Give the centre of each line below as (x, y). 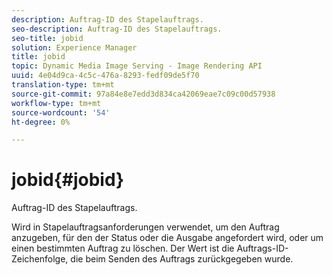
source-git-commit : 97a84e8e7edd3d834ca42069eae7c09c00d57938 (143, 94)
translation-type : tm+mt (63, 85)
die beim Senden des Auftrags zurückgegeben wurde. (182, 259)
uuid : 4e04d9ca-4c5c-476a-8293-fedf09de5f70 (105, 76)
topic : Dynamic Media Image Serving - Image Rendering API (137, 66)
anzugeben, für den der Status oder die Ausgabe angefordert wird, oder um (167, 238)
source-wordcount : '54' (61, 112)
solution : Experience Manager (74, 47)
